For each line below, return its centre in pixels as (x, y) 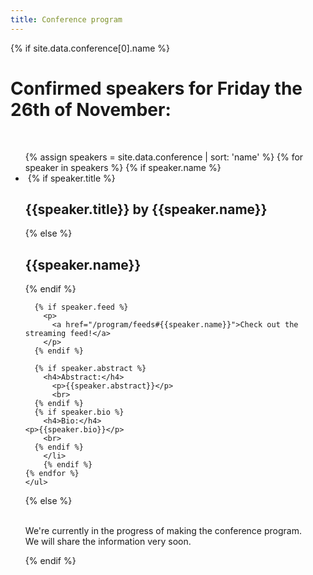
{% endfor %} (52, 474)
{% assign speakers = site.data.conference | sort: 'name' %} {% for (164, 157)
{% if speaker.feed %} (81, 307)
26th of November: (91, 109)
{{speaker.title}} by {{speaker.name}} (146, 209)
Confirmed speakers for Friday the (156, 88)
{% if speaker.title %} (71, 178)
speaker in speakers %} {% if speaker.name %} (123, 167)
